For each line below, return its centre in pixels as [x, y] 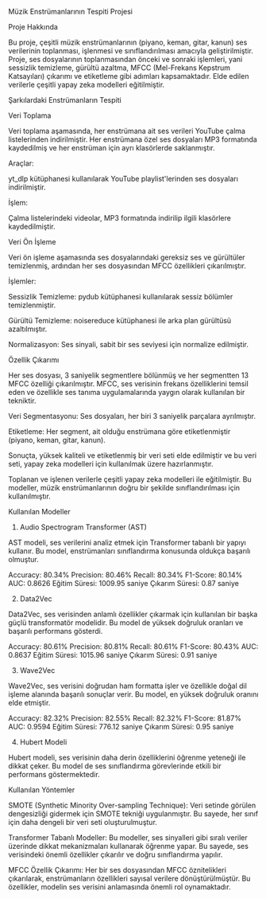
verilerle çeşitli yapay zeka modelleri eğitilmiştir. [87, 84]
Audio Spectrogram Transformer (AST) [83, 527]
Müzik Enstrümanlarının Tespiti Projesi [71, 12]
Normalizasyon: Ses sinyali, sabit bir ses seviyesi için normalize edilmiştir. [128, 344]
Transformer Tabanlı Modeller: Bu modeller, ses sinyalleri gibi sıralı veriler [128, 838]
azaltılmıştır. [28, 329]
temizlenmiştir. [32, 305]
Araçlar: [21, 163]
